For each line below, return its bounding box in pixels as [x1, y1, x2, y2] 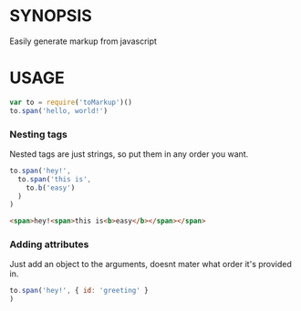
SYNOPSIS [9, 5, 93, 26]
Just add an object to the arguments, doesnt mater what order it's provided [9, 259, 292, 270]
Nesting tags [9, 128, 68, 140]
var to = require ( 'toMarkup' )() [9, 98, 132, 107]
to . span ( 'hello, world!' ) [9, 106, 108, 115]
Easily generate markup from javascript [9, 36, 158, 47]
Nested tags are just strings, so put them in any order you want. [9, 148, 249, 160]
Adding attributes [9, 238, 89, 251]
